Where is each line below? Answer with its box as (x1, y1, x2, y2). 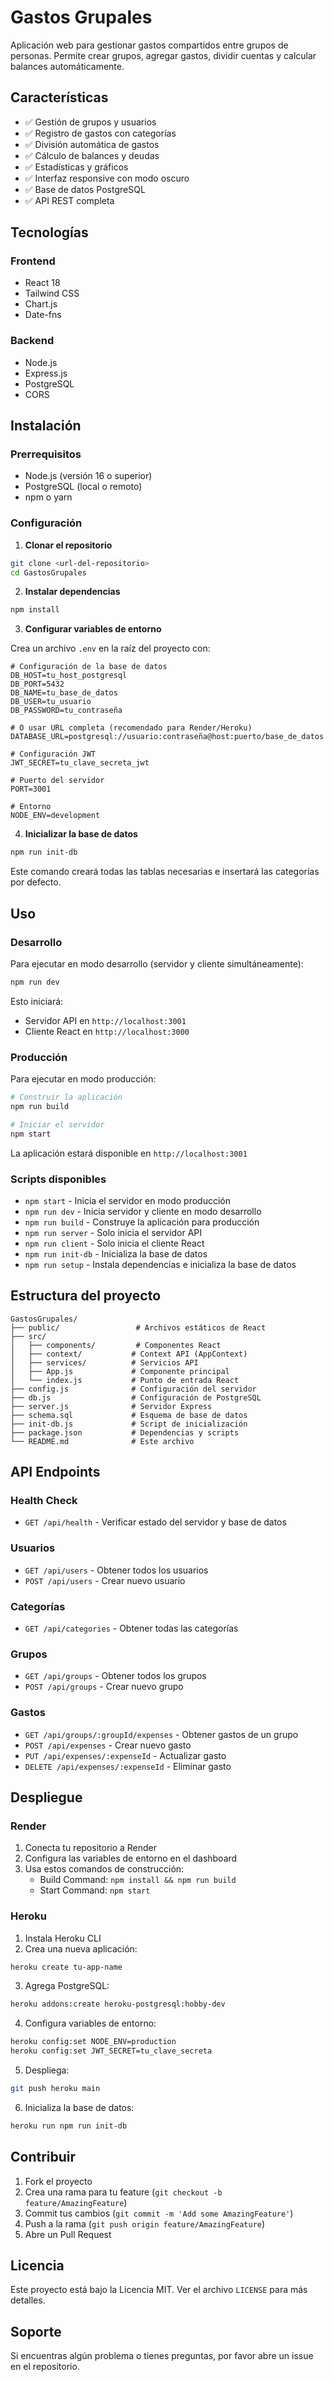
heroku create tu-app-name (10, 1962, 123, 1972)
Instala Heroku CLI (24, 1932, 102, 1944)
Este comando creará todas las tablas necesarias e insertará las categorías (10, 866, 320, 878)
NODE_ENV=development (10, 811, 101, 821)
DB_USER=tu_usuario (10, 697, 92, 707)
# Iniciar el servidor (10, 1119, 105, 1130)
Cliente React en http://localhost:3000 (24, 1025, 190, 1037)
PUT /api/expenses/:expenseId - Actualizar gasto (24, 1749, 227, 1761)
